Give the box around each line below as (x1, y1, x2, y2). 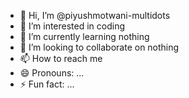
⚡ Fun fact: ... (19, 78, 75, 90)
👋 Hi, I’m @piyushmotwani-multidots (19, 10, 171, 21)
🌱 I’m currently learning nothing (19, 31, 150, 42)
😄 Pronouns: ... (19, 67, 85, 79)
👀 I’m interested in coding (19, 20, 126, 32)
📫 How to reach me (19, 53, 103, 64)
